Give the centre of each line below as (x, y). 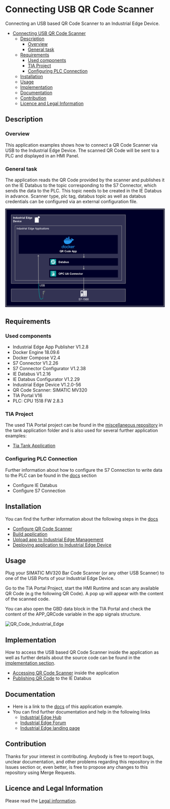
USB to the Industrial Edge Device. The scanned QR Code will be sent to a (82, 150)
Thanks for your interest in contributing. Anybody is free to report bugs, (80, 756)
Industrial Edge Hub (41, 718)
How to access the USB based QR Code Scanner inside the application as (82, 652)
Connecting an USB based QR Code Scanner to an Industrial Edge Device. (82, 23)
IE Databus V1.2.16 (32, 374)
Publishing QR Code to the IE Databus (52, 678)
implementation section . (30, 663)
